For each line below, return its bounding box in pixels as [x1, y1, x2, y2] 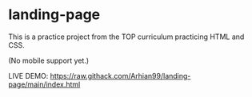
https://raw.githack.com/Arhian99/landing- [50, 71, 191, 80]
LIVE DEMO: [8, 71, 49, 80]
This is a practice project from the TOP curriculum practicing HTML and [8, 32, 245, 41]
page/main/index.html [8, 80, 81, 89]
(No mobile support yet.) [8, 56, 90, 65]
